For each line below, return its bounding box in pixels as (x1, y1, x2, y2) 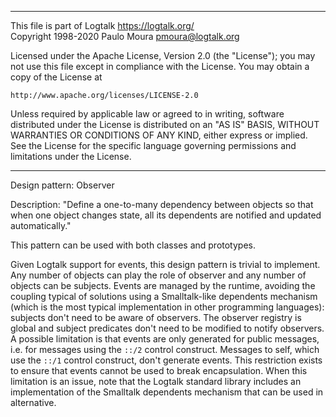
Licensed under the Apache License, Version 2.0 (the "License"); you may (10, 50, 316, 61)
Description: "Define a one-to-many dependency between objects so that (10, 199, 314, 210)
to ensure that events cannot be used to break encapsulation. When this (10, 365, 308, 376)
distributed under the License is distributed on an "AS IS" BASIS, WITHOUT (10, 119, 320, 130)
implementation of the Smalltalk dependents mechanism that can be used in (10, 386, 324, 398)
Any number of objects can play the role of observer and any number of (10, 269, 307, 281)
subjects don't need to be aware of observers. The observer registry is (10, 312, 302, 323)
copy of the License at (10, 71, 103, 83)
